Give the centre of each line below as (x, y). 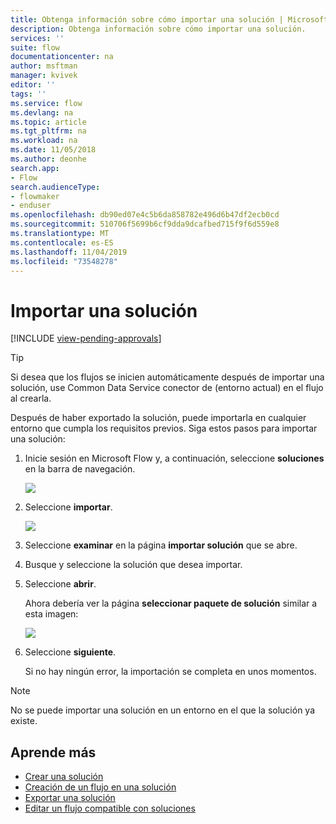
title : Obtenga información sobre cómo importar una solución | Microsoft (169, 19)
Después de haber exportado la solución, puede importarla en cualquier (158, 418)
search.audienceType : (55, 187)
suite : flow (35, 47)
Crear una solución (64, 777)
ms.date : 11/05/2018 (53, 150)
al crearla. (31, 398)
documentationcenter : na (62, 57)
